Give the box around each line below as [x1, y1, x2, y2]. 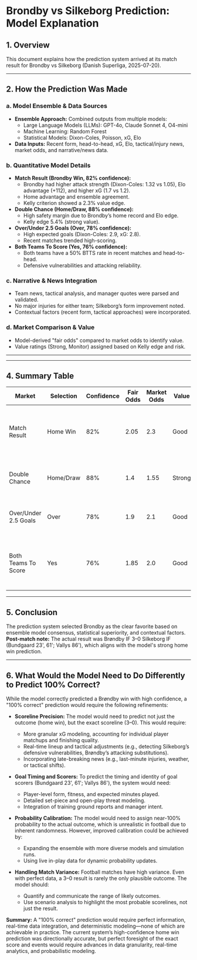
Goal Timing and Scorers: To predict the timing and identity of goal [14, 773, 178, 780]
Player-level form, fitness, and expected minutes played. [23, 791, 160, 798]
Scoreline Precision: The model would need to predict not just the [14, 713, 175, 720]
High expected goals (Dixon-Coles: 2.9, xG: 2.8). [23, 230, 141, 237]
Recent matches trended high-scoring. [23, 237, 117, 244]
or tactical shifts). [23, 762, 66, 769]
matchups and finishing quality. [23, 737, 99, 744]
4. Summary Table [6, 371, 74, 381]
